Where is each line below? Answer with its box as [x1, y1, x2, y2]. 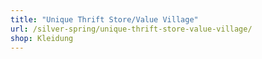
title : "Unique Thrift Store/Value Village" [10, 14, 199, 25]
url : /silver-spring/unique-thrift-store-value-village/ [10, 24, 253, 34]
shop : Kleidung [10, 33, 74, 43]
